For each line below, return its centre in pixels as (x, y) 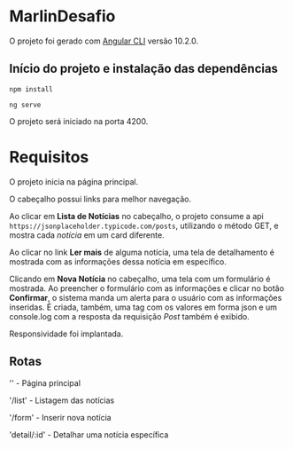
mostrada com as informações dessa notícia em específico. (118, 261)
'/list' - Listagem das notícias (62, 400)
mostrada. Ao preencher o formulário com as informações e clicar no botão (147, 288)
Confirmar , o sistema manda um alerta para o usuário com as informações (146, 297)
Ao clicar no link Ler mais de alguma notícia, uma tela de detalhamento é (142, 252)
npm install (31, 89)
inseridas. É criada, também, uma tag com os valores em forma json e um (143, 307)
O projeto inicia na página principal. (74, 181)
